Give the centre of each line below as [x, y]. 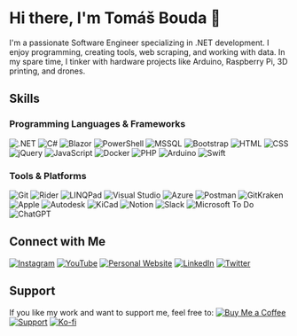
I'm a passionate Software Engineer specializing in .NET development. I [139, 43]
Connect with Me [58, 242]
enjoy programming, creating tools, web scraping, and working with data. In [147, 51]
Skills [24, 99]
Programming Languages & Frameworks [98, 124]
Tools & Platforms [48, 176]
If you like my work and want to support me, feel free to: [112, 312]
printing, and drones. [47, 71]
